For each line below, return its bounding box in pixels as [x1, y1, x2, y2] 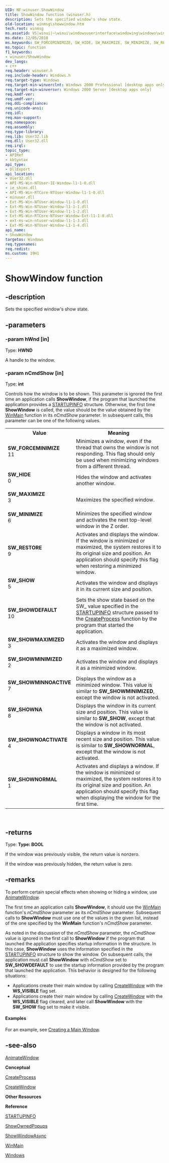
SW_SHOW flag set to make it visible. [12, 1004, 91, 1010]
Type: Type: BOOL [5, 841, 44, 847]
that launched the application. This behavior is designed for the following [5, 967, 156, 973]
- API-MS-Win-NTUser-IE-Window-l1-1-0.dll [5, 181, 96, 186]
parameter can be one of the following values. [5, 418, 101, 424]
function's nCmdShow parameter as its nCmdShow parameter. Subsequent [5, 909, 161, 915]
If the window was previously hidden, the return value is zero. [5, 861, 133, 867]
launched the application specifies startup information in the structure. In [5, 940, 156, 946]
